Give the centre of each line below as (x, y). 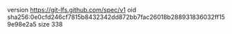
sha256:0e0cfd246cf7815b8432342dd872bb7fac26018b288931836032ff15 (116, 17)
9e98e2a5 (22, 24)
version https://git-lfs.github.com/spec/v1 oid (72, 10)
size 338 (50, 24)
